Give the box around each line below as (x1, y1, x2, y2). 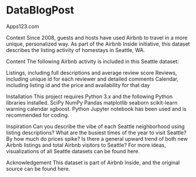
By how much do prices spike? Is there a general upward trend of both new (6, 135, 188, 142)
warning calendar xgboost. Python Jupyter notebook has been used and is (6, 105, 187, 112)
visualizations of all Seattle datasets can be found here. (6, 147, 140, 155)
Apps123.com (6, 23, 39, 30)
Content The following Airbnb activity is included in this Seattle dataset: (6, 58, 179, 65)
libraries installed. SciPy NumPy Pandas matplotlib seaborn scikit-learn (6, 99, 178, 106)
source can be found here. (6, 165, 70, 172)
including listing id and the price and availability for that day (6, 81, 150, 88)
